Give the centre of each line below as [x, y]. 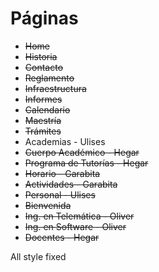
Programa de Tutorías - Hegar [86, 163]
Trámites [43, 131]
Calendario [47, 109]
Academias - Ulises [65, 141]
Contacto [44, 67]
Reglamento [49, 78]
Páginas [44, 18]
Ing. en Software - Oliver [75, 226]
